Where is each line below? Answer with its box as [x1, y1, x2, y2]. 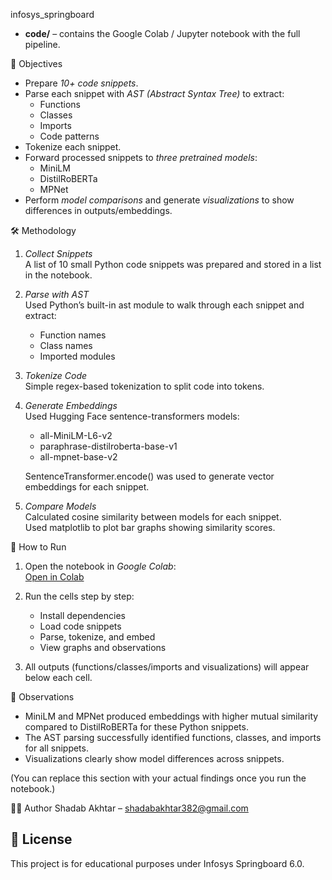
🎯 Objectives [10, 58, 63, 69]
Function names [39, 329, 107, 341]
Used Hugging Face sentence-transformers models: [24, 410, 240, 422]
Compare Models [24, 500, 97, 512]
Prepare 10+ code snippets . [24, 77, 139, 89]
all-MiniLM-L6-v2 [39, 430, 113, 441]
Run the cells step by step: [24, 590, 135, 602]
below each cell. [24, 672, 93, 683]
